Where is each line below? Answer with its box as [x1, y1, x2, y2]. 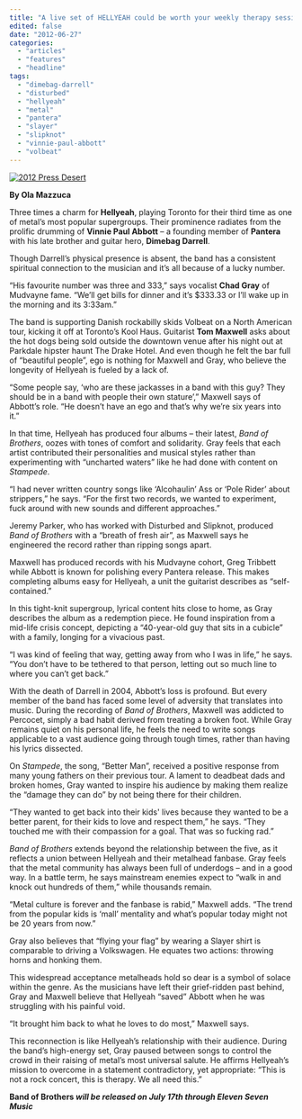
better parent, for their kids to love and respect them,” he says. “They [9, 816, 266, 826]
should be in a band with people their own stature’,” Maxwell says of [9, 391, 262, 402]
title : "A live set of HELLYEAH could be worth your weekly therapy [9, 13, 271, 23]
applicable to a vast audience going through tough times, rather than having [9, 733, 290, 744]
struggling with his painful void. [9, 1000, 126, 1011]
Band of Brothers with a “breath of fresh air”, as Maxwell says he [9, 529, 249, 540]
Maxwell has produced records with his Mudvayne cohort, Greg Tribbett [9, 556, 277, 567]
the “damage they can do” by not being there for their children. [9, 789, 242, 799]
